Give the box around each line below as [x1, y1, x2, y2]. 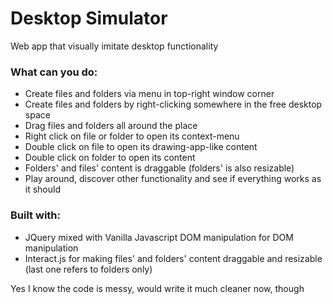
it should [24, 183, 62, 196]
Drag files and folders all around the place [24, 120, 198, 132]
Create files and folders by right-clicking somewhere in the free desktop [24, 98, 323, 111]
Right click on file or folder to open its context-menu [24, 130, 240, 142]
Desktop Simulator [10, 7, 168, 30]
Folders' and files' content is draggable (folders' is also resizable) [24, 162, 295, 174]
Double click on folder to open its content [24, 152, 196, 164]
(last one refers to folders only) [24, 263, 153, 275]
